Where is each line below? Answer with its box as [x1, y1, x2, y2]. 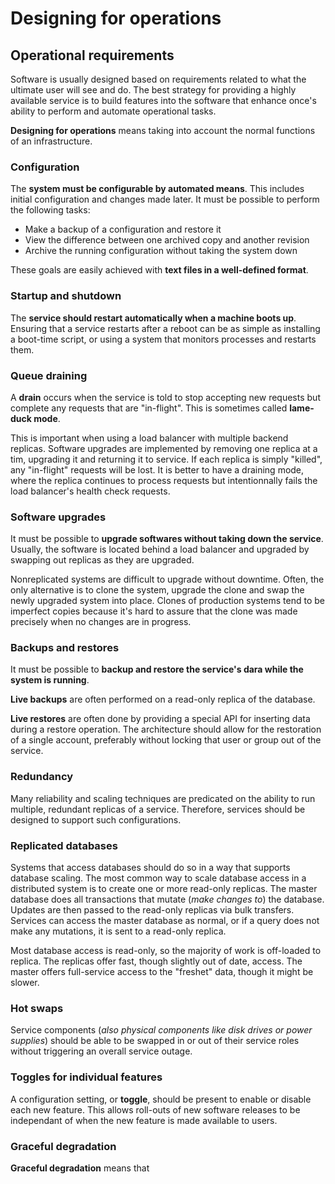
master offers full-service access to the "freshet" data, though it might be [10, 966, 314, 978]
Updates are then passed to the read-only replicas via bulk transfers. [10, 904, 295, 916]
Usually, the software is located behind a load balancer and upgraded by [10, 543, 310, 556]
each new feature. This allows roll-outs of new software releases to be [10, 1103, 301, 1116]
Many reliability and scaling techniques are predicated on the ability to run [10, 792, 316, 804]
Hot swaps [10, 1002, 64, 1015]
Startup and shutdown [10, 289, 122, 303]
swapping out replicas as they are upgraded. [10, 554, 195, 566]
